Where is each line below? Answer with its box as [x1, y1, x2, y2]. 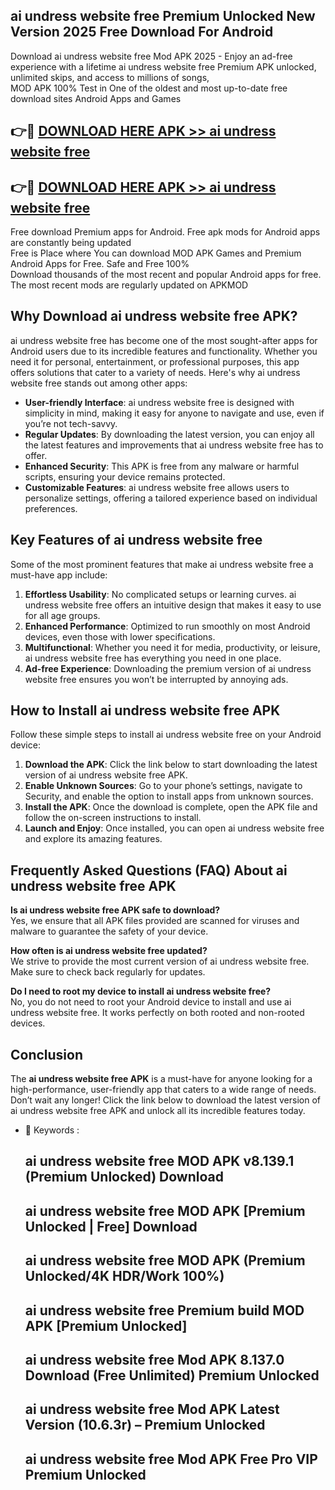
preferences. [24, 502, 78, 514]
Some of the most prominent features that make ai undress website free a [10, 558, 314, 570]
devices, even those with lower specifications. [24, 630, 216, 643]
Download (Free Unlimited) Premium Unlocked [24, 1367, 320, 1384]
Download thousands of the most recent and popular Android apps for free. [10, 269, 322, 281]
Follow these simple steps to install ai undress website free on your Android [10, 729, 322, 741]
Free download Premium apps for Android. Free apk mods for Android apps [10, 226, 321, 238]
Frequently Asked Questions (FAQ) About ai [10, 862, 288, 879]
